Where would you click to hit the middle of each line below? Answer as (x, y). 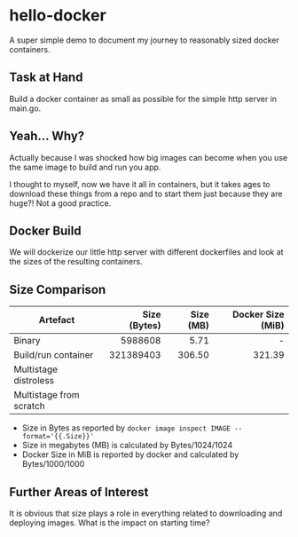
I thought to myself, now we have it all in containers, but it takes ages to (140, 184)
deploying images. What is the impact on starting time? (110, 523)
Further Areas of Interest (79, 492)
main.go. (25, 108)
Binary (27, 341)
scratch (30, 407)
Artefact (57, 320)
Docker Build (45, 230)
